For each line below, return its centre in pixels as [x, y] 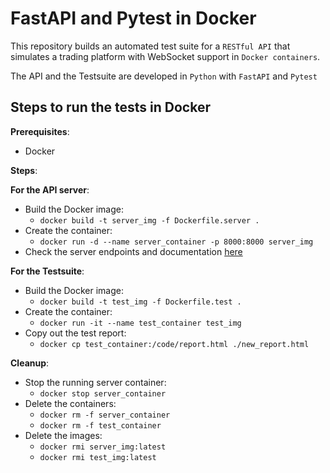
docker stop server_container [103, 393]
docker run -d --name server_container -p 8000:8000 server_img [176, 242]
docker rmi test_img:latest [98, 457]
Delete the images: [63, 435]
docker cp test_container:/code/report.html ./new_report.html [174, 344]
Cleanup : [30, 363]
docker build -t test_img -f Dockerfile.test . [140, 302]
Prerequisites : [40, 131]
